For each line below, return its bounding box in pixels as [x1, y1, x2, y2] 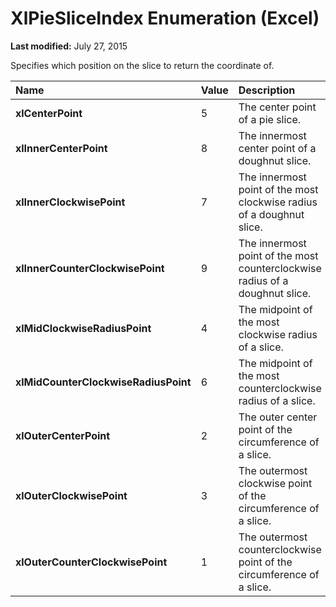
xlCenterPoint [15, 106, 83, 120]
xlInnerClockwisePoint [15, 195, 126, 209]
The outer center [238, 410, 318, 424]
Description [238, 83, 296, 97]
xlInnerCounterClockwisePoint [15, 261, 165, 275]
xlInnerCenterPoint [15, 141, 108, 155]
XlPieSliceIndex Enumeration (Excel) [10, 7, 320, 30]
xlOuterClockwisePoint [15, 488, 128, 502]
